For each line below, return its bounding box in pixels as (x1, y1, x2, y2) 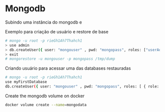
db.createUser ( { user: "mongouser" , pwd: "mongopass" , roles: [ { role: (5, 84, 160, 89)
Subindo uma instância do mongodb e (5, 19, 82, 25)
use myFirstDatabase (5, 80, 48, 84)
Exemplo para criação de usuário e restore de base (5, 28, 109, 34)
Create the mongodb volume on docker (5, 93, 85, 99)
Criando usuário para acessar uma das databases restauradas (5, 65, 131, 71)
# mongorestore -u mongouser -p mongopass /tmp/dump (5, 56, 115, 61)
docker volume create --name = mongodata (5, 102, 87, 107)
